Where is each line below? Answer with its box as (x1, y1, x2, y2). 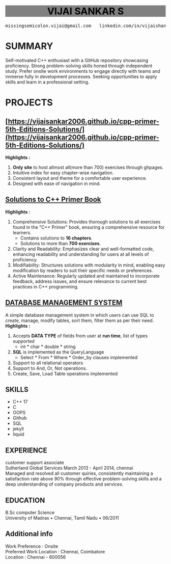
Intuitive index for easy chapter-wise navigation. (12, 170, 114, 176)
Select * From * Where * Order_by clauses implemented (20, 354, 138, 360)
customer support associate (5, 460, 65, 466)
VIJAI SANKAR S (47, 5, 124, 17)
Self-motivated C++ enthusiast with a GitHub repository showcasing (5, 58, 149, 64)
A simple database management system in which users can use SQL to (5, 312, 154, 318)
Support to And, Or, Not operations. (12, 365, 88, 371)
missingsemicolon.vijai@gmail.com (5, 23, 92, 29)
